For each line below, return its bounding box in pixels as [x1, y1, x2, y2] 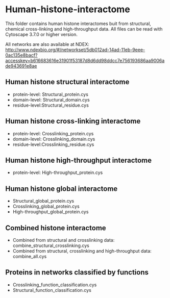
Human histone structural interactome [5, 78, 130, 86]
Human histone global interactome [5, 184, 118, 193]
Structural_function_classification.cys [12, 287, 92, 293]
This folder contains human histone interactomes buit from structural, [5, 20, 152, 27]
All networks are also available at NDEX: [5, 41, 89, 47]
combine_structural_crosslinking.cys [12, 242, 89, 249]
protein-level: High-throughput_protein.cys [12, 169, 103, 176]
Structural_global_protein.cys [12, 198, 75, 204]
